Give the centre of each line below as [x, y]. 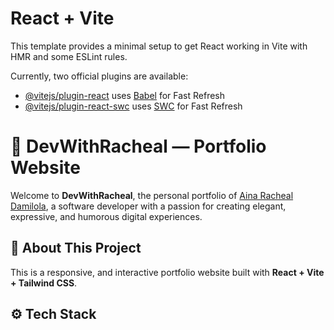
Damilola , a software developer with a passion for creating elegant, [148, 206]
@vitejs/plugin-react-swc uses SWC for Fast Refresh [133, 106]
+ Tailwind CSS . [44, 283]
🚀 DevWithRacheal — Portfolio [138, 146]
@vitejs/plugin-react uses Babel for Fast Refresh [125, 95]
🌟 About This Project [76, 248]
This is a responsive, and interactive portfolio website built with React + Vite [167, 272]
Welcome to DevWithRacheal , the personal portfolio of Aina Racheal [152, 195]
